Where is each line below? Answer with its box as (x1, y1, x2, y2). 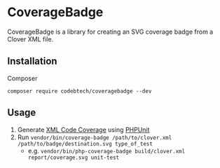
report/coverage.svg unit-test (27, 154, 120, 161)
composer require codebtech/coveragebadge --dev (7, 87, 152, 95)
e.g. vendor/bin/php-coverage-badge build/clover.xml (27, 146, 186, 155)
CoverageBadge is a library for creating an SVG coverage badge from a (7, 27, 214, 36)
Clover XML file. (7, 34, 54, 43)
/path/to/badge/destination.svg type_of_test (17, 140, 153, 148)
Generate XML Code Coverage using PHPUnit (17, 125, 150, 134)
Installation (7, 56, 57, 67)
